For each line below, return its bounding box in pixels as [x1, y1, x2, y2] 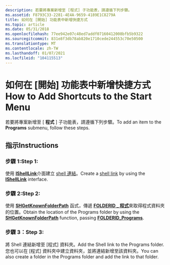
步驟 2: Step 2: [5, 190, 40, 197]
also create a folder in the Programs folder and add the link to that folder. [5, 253, 159, 260]
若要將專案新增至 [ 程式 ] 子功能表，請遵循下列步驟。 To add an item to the [5, 119, 162, 125]
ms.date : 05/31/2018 [5, 27, 50, 32]
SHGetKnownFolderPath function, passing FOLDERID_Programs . [5, 215, 144, 221]
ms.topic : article [5, 22, 45, 27]
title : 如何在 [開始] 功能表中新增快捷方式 [5, 17, 88, 22]
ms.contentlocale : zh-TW [5, 46, 58, 51]
